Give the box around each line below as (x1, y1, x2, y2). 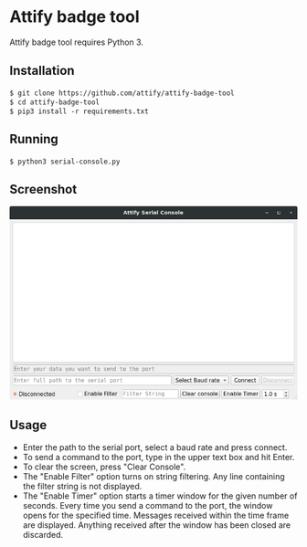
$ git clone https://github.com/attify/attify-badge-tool (9, 89, 235, 98)
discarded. (22, 529, 64, 540)
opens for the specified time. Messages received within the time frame (22, 510, 290, 521)
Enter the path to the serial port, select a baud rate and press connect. (22, 441, 288, 453)
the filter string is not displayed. (22, 480, 143, 491)
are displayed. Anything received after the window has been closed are (22, 519, 291, 531)
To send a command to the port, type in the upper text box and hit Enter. (22, 451, 295, 462)
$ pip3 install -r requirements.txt (9, 107, 149, 116)
